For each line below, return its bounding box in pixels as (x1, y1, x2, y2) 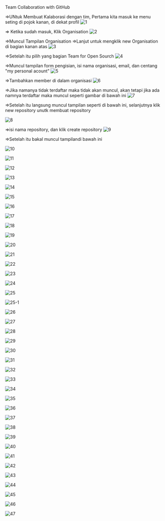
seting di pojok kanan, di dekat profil (5, 19, 80, 25)
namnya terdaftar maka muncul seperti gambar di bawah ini (5, 93, 126, 98)
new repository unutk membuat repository (5, 108, 91, 113)
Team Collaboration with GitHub (5, 4, 70, 10)
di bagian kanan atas (5, 44, 48, 49)
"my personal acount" (5, 68, 50, 74)
